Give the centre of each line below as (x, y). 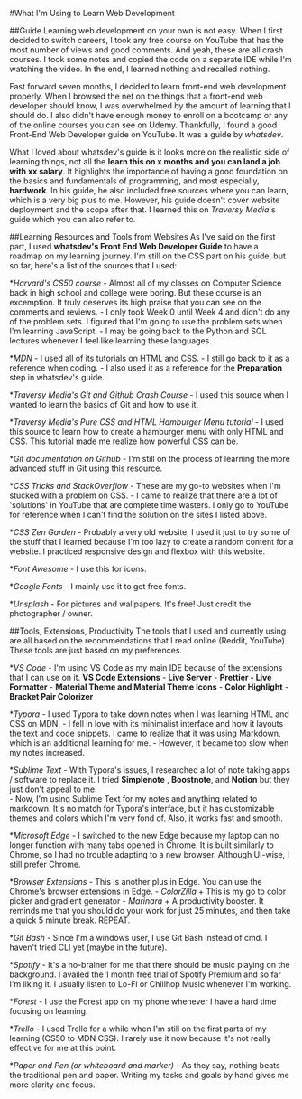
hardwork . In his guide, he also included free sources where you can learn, (149, 190)
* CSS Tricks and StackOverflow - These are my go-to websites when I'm (145, 486)
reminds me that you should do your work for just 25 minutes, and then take (150, 911)
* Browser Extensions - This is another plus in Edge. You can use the (136, 882)
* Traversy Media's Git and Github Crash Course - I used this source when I (149, 395)
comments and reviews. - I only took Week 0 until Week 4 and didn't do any (150, 312)
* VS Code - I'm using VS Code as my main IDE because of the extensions (146, 667)
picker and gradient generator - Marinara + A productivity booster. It (137, 901)
